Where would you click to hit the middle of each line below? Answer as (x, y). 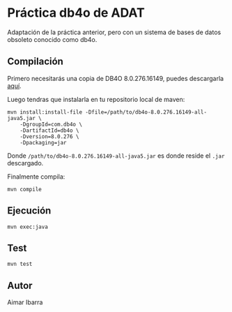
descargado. (25, 163)
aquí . (15, 86)
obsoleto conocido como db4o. (52, 39)
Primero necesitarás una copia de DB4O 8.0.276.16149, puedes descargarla (116, 78)
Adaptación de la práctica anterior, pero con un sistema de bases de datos (114, 32)
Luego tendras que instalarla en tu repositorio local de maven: (96, 99)
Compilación (36, 62)
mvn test (20, 264)
